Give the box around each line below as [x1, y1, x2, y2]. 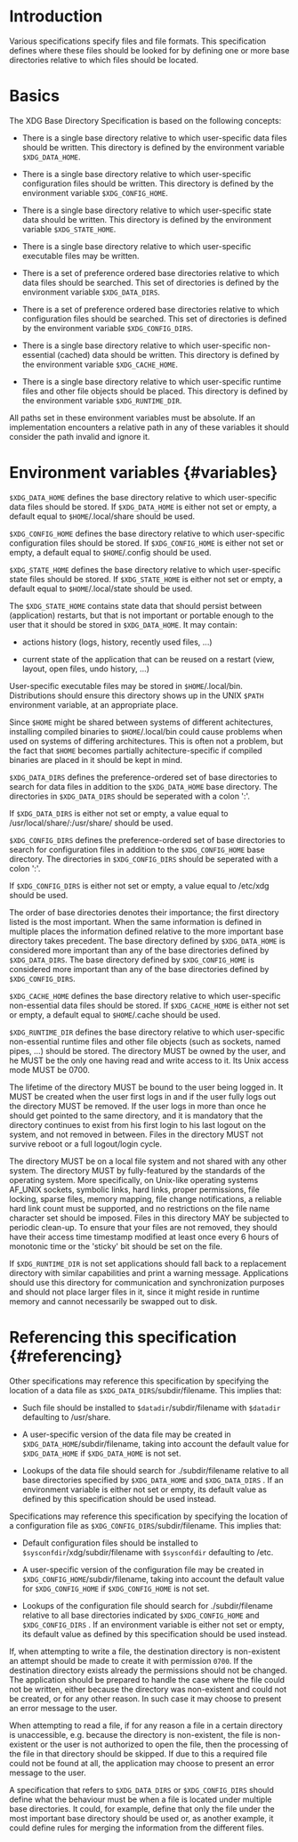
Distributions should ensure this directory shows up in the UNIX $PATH [9, 690, 264, 701]
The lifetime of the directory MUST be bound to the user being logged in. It [9, 1082, 284, 1092]
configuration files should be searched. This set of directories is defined [21, 313, 287, 324]
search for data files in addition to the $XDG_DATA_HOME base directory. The [9, 781, 278, 791]
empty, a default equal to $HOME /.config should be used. [9, 547, 212, 557]
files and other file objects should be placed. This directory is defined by [21, 385, 288, 396]
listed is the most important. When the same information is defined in [9, 916, 262, 927]
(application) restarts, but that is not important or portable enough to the [9, 610, 274, 621]
